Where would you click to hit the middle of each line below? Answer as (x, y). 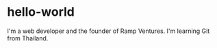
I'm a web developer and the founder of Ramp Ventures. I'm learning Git (108, 31)
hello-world (41, 12)
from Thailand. (28, 38)
